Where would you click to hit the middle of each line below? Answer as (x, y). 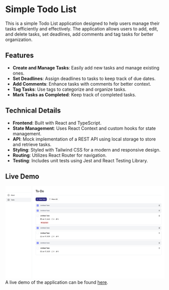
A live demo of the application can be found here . (57, 282)
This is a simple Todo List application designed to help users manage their (82, 23)
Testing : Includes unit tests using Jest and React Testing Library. (80, 160)
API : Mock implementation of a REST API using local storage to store (84, 139)
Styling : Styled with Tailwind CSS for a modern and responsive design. (87, 150)
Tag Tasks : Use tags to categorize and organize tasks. (69, 89)
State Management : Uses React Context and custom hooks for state (84, 128)
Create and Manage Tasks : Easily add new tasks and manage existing (86, 67)
